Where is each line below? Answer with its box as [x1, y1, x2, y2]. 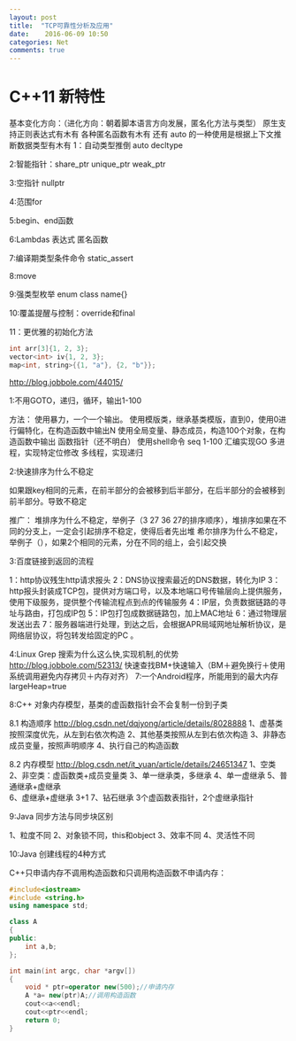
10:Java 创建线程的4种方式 [9, 848, 106, 859]
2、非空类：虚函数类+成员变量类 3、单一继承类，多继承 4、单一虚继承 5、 [9, 770, 280, 781]
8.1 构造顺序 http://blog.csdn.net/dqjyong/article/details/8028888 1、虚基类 [9, 718, 284, 728]
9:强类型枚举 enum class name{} [9, 289, 128, 299]
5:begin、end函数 [9, 215, 74, 226]
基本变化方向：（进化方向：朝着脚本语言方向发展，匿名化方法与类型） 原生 [9, 118, 278, 128]
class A [9, 918, 38, 927]
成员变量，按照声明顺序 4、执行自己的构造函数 [9, 740, 179, 750]
